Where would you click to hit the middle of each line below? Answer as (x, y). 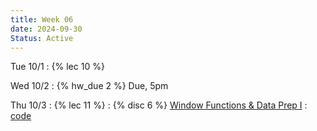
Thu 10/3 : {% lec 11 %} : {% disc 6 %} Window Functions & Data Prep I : (159, 105)
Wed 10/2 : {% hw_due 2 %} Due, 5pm (89, 86)
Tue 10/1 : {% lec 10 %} (57, 67)
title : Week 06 (42, 19)
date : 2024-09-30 (46, 29)
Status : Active (42, 38)
